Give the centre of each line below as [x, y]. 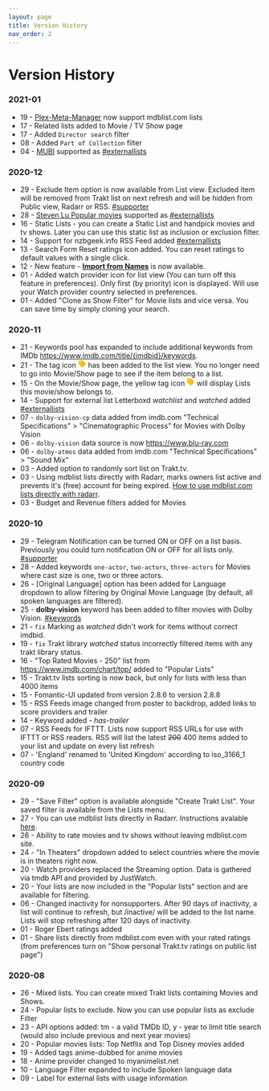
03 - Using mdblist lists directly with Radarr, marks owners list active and [141, 477]
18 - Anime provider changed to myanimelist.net [99, 1061]
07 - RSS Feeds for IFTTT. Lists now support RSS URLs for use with [131, 729]
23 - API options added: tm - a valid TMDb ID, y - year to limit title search [141, 1027]
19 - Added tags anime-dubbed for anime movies [101, 1052]
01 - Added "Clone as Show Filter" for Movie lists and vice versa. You [134, 300]
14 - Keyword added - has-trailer [74, 720]
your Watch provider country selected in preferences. [109, 292]
